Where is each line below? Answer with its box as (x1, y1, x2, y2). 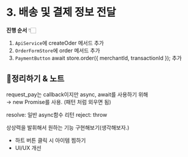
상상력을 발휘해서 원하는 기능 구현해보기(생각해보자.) (6, 124, 130, 131)
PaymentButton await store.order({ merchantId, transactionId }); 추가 (14, 54, 182, 61)
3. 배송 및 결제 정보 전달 (6, 5, 116, 19)
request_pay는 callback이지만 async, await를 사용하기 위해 (6, 91, 149, 98)
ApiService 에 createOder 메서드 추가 (14, 39, 104, 46)
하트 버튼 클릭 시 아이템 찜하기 (14, 137, 86, 144)
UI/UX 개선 (14, 144, 42, 151)
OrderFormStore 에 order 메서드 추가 (14, 46, 101, 54)
